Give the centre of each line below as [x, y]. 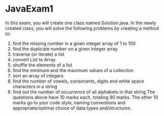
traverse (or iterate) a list [38, 54]
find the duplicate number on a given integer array [65, 49]
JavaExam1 [29, 9]
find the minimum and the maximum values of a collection [73, 70]
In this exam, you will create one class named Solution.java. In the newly [81, 23]
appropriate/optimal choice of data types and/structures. [72, 108]
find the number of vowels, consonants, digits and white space [78, 81]
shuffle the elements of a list [42, 65]
